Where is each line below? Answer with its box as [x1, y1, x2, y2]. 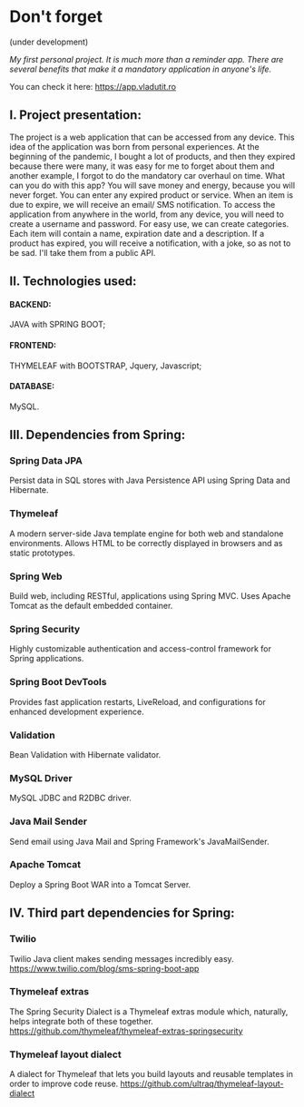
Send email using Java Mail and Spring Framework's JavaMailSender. [9, 836, 270, 847]
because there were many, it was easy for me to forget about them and [9, 161, 275, 171]
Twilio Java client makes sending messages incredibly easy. [9, 953, 234, 964]
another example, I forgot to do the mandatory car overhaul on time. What [9, 170, 286, 181]
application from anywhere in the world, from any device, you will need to [9, 209, 284, 220]
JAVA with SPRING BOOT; [9, 319, 106, 330]
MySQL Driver [9, 771, 73, 784]
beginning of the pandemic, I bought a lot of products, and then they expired [9, 151, 296, 162]
